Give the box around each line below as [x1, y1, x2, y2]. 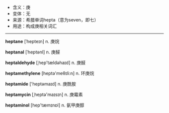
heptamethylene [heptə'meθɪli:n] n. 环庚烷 [5, 70, 95, 76]
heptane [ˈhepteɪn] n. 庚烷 [5, 38, 59, 44]
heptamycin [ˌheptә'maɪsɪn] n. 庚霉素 [5, 91, 83, 97]
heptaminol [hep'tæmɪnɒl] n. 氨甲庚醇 [5, 102, 84, 108]
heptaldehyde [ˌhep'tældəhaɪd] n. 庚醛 [5, 59, 86, 65]
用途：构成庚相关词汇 [12, 23, 57, 29]
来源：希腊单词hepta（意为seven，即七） [12, 17, 99, 22]
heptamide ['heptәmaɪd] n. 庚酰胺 [5, 81, 76, 86]
